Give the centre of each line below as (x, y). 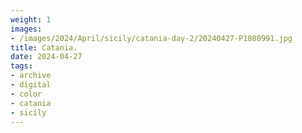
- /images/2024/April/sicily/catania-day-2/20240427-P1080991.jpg (151, 38)
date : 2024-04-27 (46, 57)
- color (26, 94)
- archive (31, 76)
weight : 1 (31, 19)
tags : (21, 66)
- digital (31, 85)
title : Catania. (44, 47)
